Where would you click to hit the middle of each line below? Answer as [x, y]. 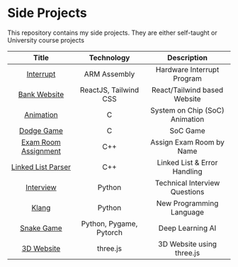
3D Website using [188, 244]
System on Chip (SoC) [187, 110]
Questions [187, 191]
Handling [188, 171]
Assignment [41, 151]
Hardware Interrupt [187, 69]
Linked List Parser [41, 166]
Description [187, 57]
